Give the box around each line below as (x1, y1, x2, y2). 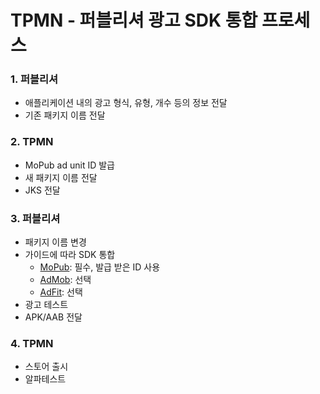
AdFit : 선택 (39, 286, 83, 298)
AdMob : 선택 (39, 274, 92, 286)
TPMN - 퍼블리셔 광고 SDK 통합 (10, 9, 258, 32)
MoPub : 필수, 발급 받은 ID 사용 (39, 261, 161, 273)
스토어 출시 (24, 361, 69, 373)
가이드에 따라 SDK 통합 (24, 249, 116, 261)
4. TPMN (10, 337, 54, 350)
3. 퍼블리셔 (10, 211, 61, 225)
